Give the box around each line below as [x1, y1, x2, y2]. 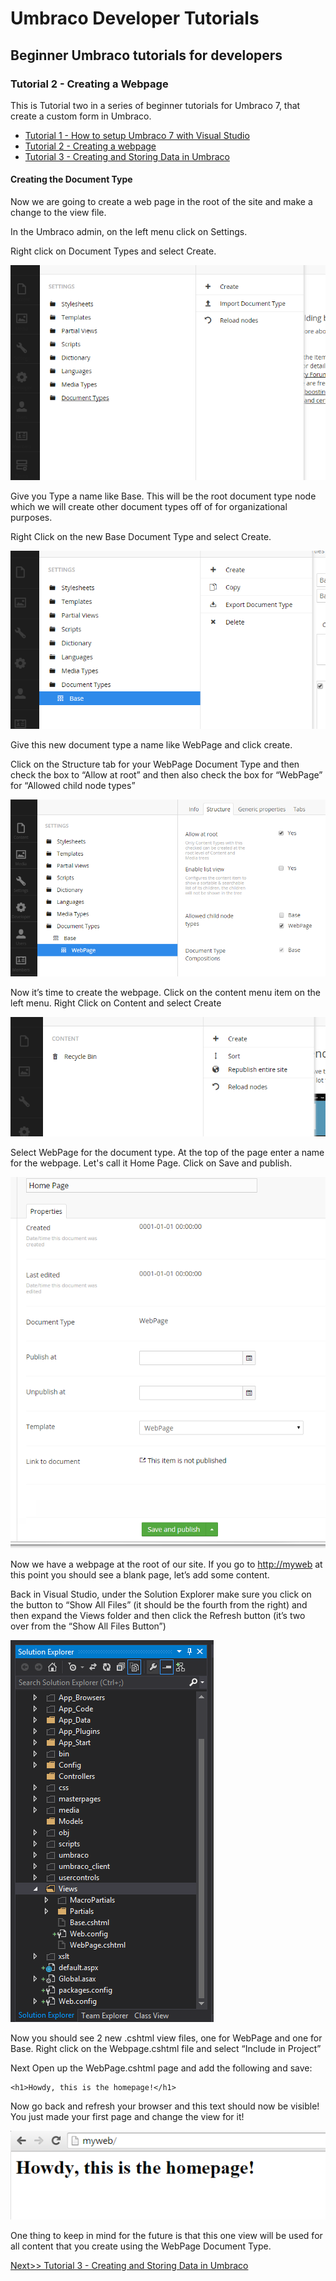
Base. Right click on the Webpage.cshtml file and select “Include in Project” [10, 2043, 322, 2055]
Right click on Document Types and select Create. [10, 245, 217, 257]
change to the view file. [10, 207, 107, 219]
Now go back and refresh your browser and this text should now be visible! [10, 2100, 320, 2112]
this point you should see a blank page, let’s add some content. [10, 1569, 270, 1581]
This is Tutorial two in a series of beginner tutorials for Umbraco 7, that [10, 99, 301, 111]
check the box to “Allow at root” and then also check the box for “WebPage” [10, 769, 323, 781]
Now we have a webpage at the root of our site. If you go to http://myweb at [10, 1558, 323, 1571]
